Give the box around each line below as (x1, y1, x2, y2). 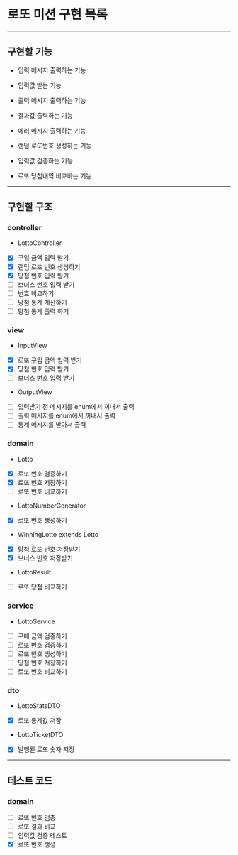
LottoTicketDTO (17, 731, 64, 739)
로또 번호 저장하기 (17, 478, 67, 486)
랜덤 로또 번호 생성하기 (17, 262, 81, 271)
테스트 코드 (7, 775, 53, 787)
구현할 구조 (7, 201, 53, 213)
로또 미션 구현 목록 (7, 6, 108, 23)
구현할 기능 (7, 45, 53, 58)
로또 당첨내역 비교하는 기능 (17, 171, 92, 180)
